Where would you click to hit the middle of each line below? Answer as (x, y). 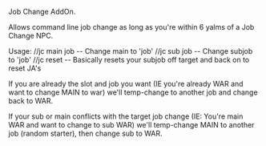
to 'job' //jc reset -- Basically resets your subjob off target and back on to (129, 60)
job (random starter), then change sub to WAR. (85, 133)
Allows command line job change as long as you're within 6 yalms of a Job (131, 27)
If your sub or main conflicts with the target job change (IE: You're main (126, 116)
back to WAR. (31, 101)
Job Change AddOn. (42, 12)
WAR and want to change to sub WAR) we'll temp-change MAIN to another (131, 125)
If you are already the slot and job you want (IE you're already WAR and (126, 84)
